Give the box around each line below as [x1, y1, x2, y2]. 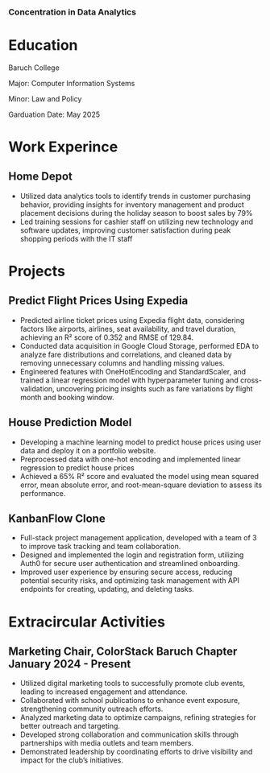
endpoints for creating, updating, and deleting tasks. [19, 585, 195, 594]
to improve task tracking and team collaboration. [19, 542, 181, 552]
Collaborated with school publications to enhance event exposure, [19, 696, 240, 705]
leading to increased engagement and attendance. [19, 687, 188, 697]
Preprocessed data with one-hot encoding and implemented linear [19, 454, 241, 464]
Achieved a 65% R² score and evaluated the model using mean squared [19, 471, 260, 481]
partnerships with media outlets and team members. [19, 738, 194, 748]
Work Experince [8, 138, 118, 156]
